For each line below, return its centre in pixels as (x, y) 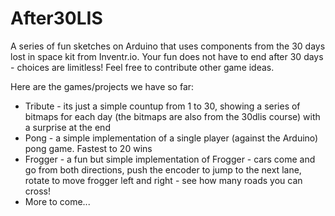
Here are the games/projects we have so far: (102, 86)
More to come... (57, 201)
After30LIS (56, 18)
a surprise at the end (67, 127)
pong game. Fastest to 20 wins (88, 148)
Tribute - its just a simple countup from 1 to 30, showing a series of (162, 106)
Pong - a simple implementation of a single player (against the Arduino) (171, 138)
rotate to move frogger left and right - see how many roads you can (163, 180)
